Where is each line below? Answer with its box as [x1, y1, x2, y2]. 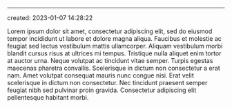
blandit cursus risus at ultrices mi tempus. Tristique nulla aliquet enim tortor [7, 49, 222, 57]
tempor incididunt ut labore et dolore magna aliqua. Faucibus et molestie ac [7, 35, 222, 42]
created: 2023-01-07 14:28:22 [7, 14, 93, 21]
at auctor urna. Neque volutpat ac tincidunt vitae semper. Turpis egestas [7, 57, 213, 64]
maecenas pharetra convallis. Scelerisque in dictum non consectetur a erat [7, 64, 221, 72]
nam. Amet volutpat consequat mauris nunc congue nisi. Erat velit [7, 71, 195, 80]
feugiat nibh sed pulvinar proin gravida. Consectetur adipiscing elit [7, 86, 197, 94]
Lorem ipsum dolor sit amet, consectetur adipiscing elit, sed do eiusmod [7, 27, 213, 35]
